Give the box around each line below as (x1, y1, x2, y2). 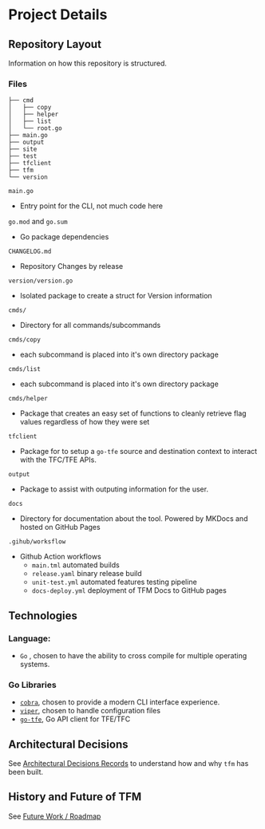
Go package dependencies (19, 232, 109, 242)
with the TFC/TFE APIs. (19, 455, 97, 464)
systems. (19, 659, 50, 669)
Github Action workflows (19, 552, 101, 562)
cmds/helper (8, 395, 48, 403)
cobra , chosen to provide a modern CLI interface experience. (19, 697, 220, 707)
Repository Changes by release (19, 262, 124, 271)
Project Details (8, 6, 108, 24)
